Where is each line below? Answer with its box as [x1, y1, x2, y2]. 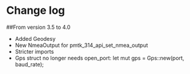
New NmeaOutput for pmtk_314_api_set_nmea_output [14, 42, 148, 49]
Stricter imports [14, 48, 54, 55]
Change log [6, 4, 65, 17]
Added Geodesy [14, 35, 56, 42]
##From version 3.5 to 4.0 [6, 23, 71, 31]
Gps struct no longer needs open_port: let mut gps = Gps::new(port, [14, 54, 185, 61]
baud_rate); [14, 61, 44, 68]
